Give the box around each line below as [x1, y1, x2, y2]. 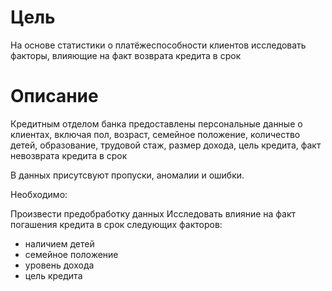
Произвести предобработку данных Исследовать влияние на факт [10, 207, 297, 220]
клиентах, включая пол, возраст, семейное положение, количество [10, 128, 301, 140]
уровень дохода [24, 259, 95, 271]
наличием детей [24, 237, 95, 250]
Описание [10, 85, 99, 108]
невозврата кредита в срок [10, 149, 128, 161]
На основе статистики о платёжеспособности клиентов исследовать [10, 39, 307, 51]
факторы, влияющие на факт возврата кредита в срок [10, 49, 242, 61]
